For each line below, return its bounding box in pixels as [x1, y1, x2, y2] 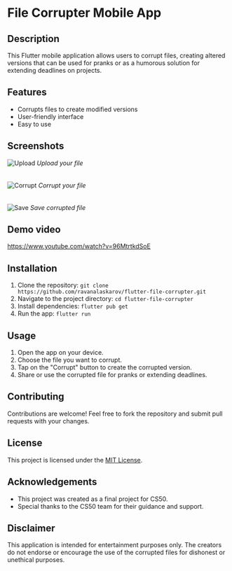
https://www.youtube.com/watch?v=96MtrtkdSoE [7, 242, 151, 251]
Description [7, 33, 60, 45]
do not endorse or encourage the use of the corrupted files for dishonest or [7, 548, 226, 557]
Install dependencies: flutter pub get [17, 302, 128, 311]
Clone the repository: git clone [17, 281, 109, 290]
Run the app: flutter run [17, 309, 91, 318]
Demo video [7, 224, 61, 236]
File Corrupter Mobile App [7, 5, 162, 21]
